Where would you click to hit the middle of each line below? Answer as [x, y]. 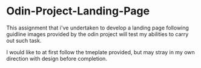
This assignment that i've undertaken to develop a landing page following [98, 28]
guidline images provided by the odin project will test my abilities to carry [97, 34]
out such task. [24, 40]
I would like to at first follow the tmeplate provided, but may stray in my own [100, 52]
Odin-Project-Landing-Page [78, 11]
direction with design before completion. [57, 58]
